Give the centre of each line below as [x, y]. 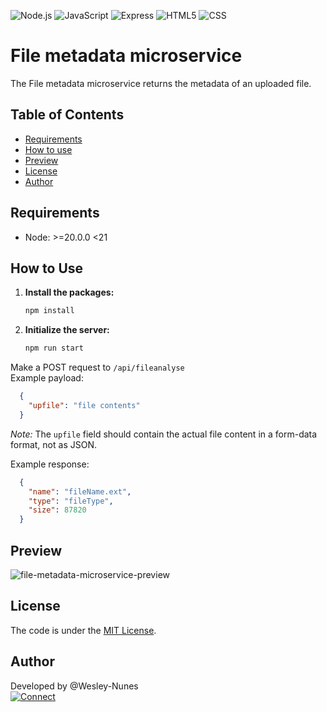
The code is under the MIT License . [83, 630]
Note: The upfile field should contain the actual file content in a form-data [164, 434]
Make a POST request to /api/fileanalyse [97, 367]
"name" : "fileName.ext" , [80, 491]
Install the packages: [69, 292]
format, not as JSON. [53, 444]
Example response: [50, 464]
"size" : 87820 [57, 510]
